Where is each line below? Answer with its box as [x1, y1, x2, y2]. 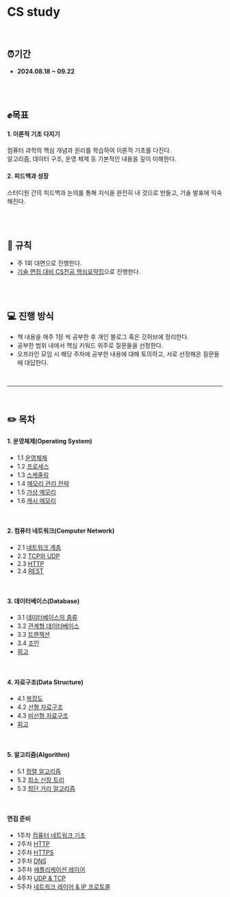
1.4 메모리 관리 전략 [16, 479, 70, 487]
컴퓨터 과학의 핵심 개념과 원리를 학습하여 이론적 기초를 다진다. [7, 146, 172, 154]
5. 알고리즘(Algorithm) [7, 750, 70, 758]
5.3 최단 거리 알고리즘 [16, 784, 75, 793]
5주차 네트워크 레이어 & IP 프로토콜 [16, 883, 111, 891]
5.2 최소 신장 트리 [16, 776, 65, 784]
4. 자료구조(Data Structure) [7, 677, 84, 686]
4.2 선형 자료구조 [16, 703, 64, 711]
